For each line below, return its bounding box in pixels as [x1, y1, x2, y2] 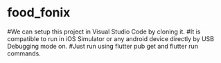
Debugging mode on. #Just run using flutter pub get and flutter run [7, 42, 199, 50]
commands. [7, 49, 42, 58]
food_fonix [7, 5, 71, 21]
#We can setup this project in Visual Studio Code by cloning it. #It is [7, 27, 201, 36]
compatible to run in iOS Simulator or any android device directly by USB [7, 34, 215, 42]
